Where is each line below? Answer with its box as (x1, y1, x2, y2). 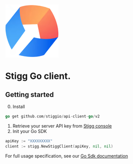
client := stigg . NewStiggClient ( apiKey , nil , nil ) (5, 143, 113, 149)
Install (12, 103, 25, 109)
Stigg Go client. (5, 70, 71, 82)
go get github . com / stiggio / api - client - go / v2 (5, 114, 100, 119)
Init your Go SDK (12, 128, 47, 134)
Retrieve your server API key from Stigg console (12, 122, 112, 129)
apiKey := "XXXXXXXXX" (5, 138, 53, 143)
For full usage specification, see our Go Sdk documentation (5, 152, 128, 159)
